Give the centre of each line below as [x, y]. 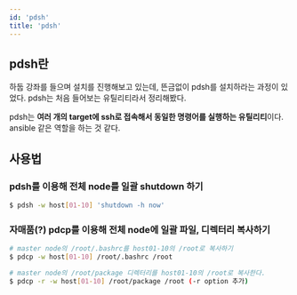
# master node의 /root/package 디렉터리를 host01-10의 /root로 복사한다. [137, 273]
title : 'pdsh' [36, 26]
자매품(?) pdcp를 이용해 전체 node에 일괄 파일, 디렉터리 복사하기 [140, 229]
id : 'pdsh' [29, 17]
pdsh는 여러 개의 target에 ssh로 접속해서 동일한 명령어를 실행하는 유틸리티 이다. [147, 117]
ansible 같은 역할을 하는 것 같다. [65, 128]
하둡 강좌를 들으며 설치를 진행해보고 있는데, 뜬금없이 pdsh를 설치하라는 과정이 [144, 87]
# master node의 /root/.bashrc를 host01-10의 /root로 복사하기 [121, 249]
